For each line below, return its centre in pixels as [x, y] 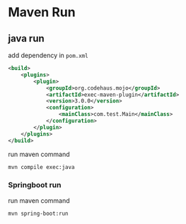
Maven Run [42, 12]
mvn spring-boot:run [39, 213]
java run [26, 39]
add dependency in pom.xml [48, 55]
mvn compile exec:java [41, 167]
